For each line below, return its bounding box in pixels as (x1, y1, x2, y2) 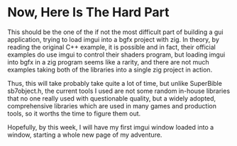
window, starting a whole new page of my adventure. (7, 130, 162, 139)
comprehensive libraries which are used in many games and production (7, 101, 216, 110)
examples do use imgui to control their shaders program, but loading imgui (7, 50, 226, 59)
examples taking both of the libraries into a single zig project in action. (7, 65, 213, 74)
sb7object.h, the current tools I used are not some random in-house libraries (7, 86, 231, 95)
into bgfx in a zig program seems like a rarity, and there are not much (7, 57, 209, 66)
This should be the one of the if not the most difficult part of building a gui (7, 28, 224, 36)
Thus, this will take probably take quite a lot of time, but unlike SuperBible (7, 79, 222, 87)
